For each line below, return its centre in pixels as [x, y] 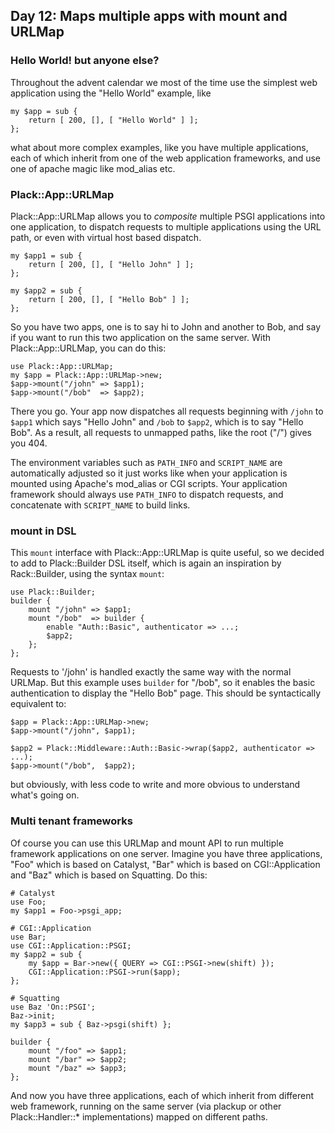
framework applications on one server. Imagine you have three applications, [166, 853]
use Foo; [28, 902]
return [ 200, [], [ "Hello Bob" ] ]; [109, 299]
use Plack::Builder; [53, 592]
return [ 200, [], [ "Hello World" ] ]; [113, 120]
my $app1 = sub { [46, 255]
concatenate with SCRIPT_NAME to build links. [100, 505]
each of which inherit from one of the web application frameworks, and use [166, 158]
